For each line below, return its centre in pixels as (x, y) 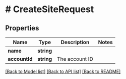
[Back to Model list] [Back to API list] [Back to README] (63, 71)
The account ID (75, 59)
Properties (22, 28)
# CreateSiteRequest (50, 9)
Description (75, 42)
